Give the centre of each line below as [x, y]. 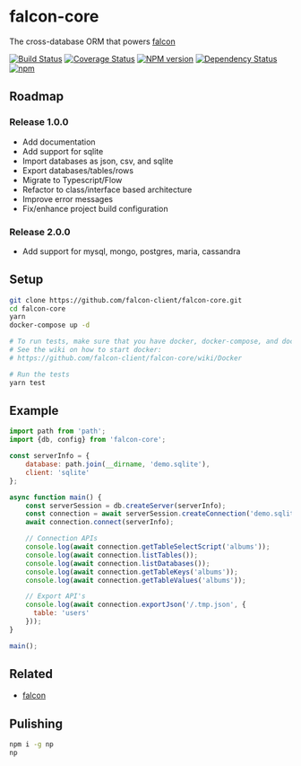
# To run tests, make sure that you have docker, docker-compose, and [144, 342]
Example [34, 411]
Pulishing [36, 723]
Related [31, 674]
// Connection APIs [62, 539]
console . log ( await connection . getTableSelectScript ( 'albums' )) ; [148, 547]
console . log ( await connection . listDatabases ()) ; [118, 563]
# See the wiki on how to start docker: [86, 350]
